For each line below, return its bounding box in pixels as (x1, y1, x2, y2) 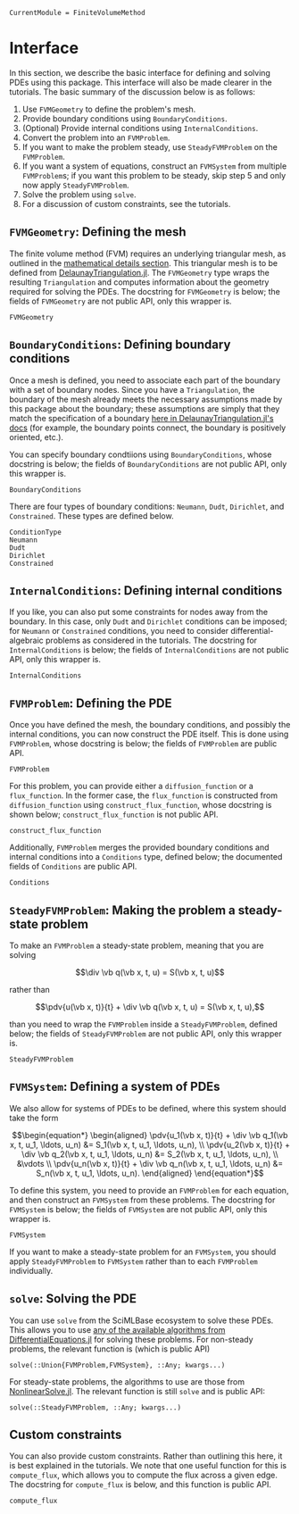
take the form (9, 1112, 59, 1123)
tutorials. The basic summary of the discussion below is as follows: (9, 86, 256, 97)
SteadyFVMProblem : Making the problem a (9, 903, 237, 918)
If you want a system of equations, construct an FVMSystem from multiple (21, 161, 287, 171)
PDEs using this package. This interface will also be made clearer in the (9, 77, 272, 87)
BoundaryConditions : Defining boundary (9, 337, 231, 353)
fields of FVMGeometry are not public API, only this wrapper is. (9, 295, 232, 306)
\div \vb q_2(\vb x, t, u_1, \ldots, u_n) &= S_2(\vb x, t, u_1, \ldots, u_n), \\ (21, 1148, 278, 1160)
